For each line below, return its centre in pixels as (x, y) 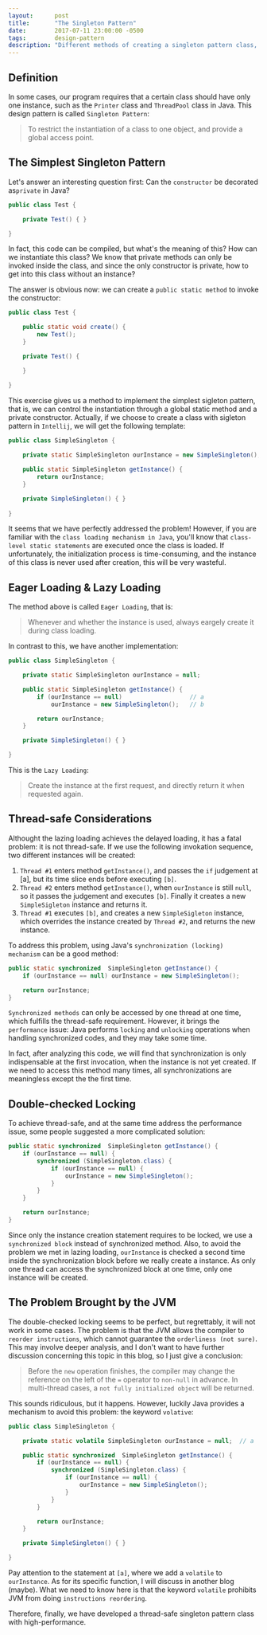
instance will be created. (48, 1277)
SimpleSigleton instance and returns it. (83, 904)
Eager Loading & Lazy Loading (85, 588)
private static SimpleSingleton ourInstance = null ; (112, 675)
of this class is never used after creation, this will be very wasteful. (117, 563)
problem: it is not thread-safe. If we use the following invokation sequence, (131, 846)
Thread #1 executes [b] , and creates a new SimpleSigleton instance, (132, 912)
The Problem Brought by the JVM (92, 1302)
